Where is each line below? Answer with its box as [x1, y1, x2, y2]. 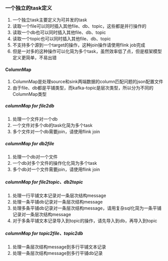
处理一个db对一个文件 [12, 154, 58, 160]
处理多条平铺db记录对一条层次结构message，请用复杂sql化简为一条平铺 [12, 205, 162, 211]
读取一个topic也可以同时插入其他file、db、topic [12, 36, 111, 42]
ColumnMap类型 [12, 91, 47, 97]
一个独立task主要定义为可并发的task [12, 17, 87, 23]
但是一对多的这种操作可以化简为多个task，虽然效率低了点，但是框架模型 [12, 48, 162, 54]
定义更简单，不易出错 [12, 54, 57, 61]
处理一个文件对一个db [12, 116, 58, 122]
